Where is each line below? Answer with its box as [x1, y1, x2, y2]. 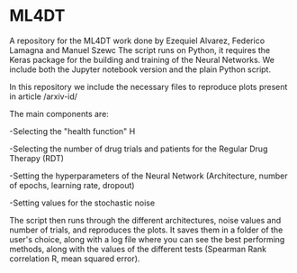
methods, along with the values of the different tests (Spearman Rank [9, 243, 267, 254]
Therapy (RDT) [9, 152, 65, 163]
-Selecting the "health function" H [9, 125, 136, 136]
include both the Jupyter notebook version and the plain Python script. [9, 64, 272, 75]
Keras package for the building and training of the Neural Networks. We [9, 54, 274, 65]
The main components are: [9, 108, 110, 119]
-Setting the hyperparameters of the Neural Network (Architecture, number [9, 170, 288, 181]
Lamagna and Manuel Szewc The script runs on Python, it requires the [9, 44, 271, 55]
